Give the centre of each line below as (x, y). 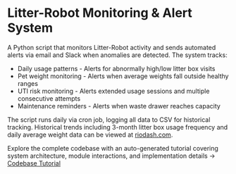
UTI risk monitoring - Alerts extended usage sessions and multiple (113, 91)
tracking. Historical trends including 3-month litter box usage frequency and (118, 127)
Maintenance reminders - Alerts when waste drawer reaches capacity (119, 106)
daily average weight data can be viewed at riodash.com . (90, 135)
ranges (28, 83)
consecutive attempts (49, 98)
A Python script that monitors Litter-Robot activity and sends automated (112, 47)
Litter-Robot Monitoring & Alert (100, 13)
